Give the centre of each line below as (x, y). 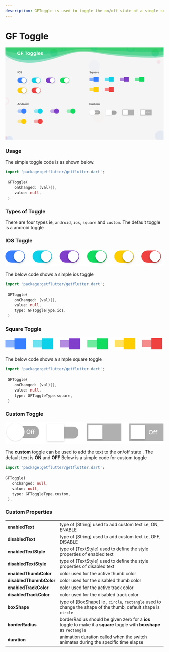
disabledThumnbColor (31, 580)
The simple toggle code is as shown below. (50, 162)
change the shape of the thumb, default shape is (110, 607)
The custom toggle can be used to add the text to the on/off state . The (79, 452)
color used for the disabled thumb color (101, 580)
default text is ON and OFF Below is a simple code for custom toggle (76, 458)
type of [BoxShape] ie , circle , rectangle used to (111, 602)
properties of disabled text (87, 566)
